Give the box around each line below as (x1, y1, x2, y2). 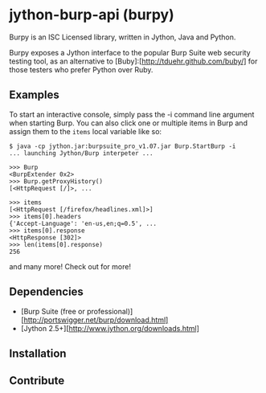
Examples (9, 88, 59, 102)
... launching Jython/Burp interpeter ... (9, 149, 153, 158)
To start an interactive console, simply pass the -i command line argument (9, 109, 255, 119)
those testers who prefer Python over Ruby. (9, 64, 153, 74)
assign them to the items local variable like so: (9, 126, 162, 136)
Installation (9, 346, 67, 360)
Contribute (9, 374, 65, 387)
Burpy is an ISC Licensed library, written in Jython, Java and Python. (9, 32, 236, 42)
